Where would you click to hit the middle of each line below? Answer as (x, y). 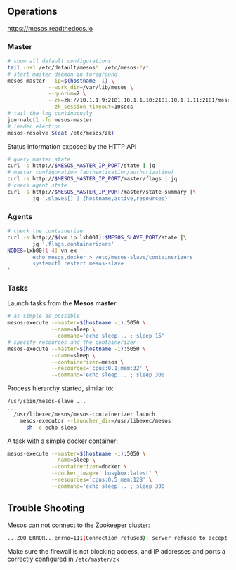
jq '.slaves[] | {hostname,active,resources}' (102, 198)
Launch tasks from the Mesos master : (63, 303)
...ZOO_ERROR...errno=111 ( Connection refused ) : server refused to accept (118, 538)
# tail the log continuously (50, 114)
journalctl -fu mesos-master (50, 120)
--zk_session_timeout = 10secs (91, 107)
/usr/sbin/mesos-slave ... (47, 402)
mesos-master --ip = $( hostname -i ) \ (61, 81)
